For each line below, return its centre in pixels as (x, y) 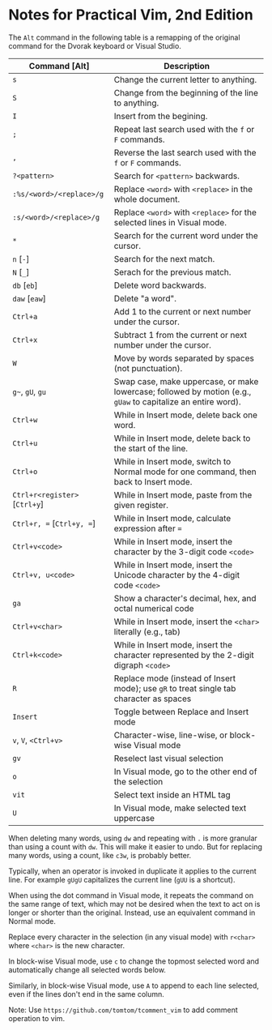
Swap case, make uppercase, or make (186, 381)
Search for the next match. (164, 259)
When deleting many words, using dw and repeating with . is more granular (133, 838)
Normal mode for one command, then (185, 472)
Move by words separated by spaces (184, 358)
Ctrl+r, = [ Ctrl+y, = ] (54, 523)
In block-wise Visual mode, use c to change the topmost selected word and (134, 961)
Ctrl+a (25, 316)
